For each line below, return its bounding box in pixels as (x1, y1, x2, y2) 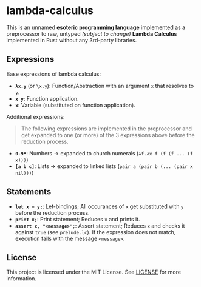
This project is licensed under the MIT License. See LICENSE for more (6, 268, 181, 276)
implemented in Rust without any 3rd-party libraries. (6, 36, 137, 44)
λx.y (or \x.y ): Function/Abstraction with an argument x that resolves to (15, 82, 194, 89)
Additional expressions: (6, 113, 65, 120)
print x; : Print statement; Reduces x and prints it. (15, 215, 140, 223)
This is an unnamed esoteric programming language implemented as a (6, 24, 186, 31)
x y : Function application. (15, 95, 79, 102)
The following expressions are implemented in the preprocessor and (21, 125, 192, 132)
